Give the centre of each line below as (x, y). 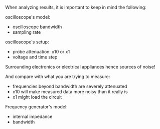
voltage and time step (35, 57)
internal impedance (32, 116)
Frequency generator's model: (36, 107)
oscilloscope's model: (28, 17)
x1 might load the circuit (37, 97)
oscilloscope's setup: (27, 42)
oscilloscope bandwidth (37, 27)
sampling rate (27, 32)
